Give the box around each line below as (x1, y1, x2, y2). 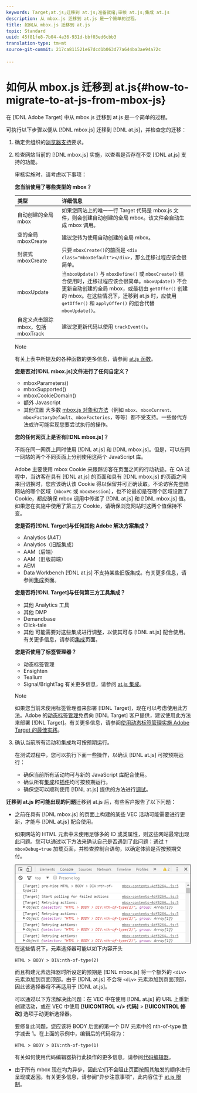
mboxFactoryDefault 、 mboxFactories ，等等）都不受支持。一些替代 (23, 414, 182, 421)
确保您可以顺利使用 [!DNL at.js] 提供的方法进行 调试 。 (23, 786, 151, 793)
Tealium (23, 674, 43, 681)
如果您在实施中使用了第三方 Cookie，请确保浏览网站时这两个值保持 (14, 502, 177, 509)
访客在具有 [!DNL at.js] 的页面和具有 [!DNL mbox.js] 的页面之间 (35, 473, 186, 480)
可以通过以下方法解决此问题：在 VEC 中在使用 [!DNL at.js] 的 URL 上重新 (14, 995, 189, 1003)
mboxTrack (17, 330, 45, 337)
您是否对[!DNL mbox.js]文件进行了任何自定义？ (14, 367, 130, 375)
